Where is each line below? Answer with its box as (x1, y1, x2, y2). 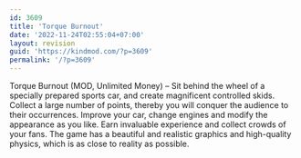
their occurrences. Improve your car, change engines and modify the (9, 110, 268, 120)
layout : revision (9, 38, 76, 48)
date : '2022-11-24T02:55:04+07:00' (9, 30, 145, 39)
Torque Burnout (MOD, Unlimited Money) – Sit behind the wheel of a (9, 81, 265, 91)
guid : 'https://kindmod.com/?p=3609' (9, 47, 153, 56)
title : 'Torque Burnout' (9, 22, 104, 31)
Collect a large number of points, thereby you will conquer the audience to (9, 100, 289, 110)
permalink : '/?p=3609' (9, 55, 96, 64)
